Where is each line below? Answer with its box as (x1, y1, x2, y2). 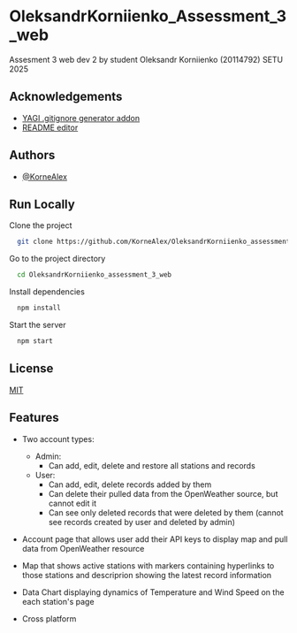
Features (9, 410, 59, 425)
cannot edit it (48, 498, 97, 508)
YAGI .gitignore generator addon (21, 112, 140, 123)
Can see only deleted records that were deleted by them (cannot (48, 507, 285, 518)
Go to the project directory (9, 254, 106, 264)
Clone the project (9, 220, 72, 231)
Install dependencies (9, 286, 86, 297)
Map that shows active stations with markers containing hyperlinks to (21, 560, 275, 571)
